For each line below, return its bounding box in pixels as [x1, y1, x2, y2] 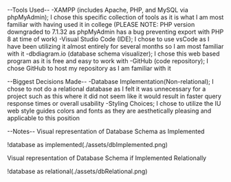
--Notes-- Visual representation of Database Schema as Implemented [7, 127, 205, 135]
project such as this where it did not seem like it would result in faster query [7, 92, 222, 100]
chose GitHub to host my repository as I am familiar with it [7, 65, 171, 72]
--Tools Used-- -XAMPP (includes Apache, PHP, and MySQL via [7, 6, 189, 14]
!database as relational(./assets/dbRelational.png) [7, 168, 148, 175]
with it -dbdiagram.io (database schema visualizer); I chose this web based [7, 49, 220, 58]
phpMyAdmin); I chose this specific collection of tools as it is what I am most [7, 13, 224, 21]
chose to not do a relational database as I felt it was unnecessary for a [7, 85, 206, 93]
